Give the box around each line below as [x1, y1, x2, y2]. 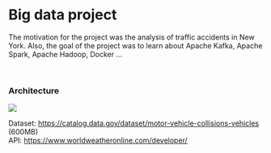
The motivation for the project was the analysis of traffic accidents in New [8, 32, 255, 42]
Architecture [8, 85, 60, 96]
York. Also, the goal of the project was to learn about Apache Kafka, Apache [8, 40, 263, 50]
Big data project [8, 6, 117, 24]
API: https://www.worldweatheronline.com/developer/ [8, 135, 188, 146]
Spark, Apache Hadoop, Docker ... [8, 49, 123, 59]
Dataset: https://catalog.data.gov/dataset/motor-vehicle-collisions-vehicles [8, 118, 260, 128]
